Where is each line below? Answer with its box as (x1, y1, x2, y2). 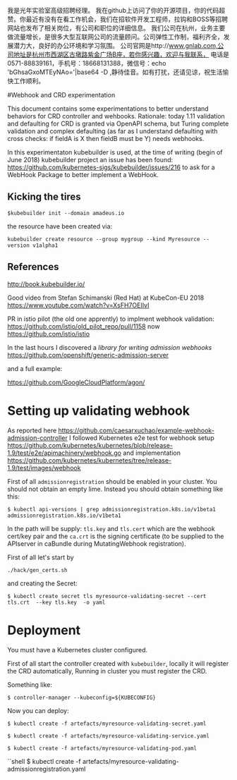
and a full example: (7, 364, 63, 372)
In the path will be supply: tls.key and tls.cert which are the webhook (7, 524, 215, 532)
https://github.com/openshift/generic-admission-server (7, 351, 169, 359)
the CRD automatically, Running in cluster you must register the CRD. (7, 666, 207, 675)
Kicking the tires (7, 191, 81, 203)
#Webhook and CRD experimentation (7, 91, 116, 99)
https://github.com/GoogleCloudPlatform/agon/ (7, 378, 145, 386)
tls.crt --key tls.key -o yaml (7, 599, 106, 606)
